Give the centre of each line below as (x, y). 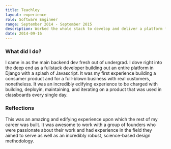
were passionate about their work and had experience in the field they (79, 130)
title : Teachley (22, 10)
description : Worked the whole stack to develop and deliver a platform (84, 29)
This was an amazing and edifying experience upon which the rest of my (81, 119)
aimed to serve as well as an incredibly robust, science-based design (78, 135)
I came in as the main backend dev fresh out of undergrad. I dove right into (84, 63)
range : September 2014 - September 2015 (49, 24)
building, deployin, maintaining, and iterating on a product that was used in (83, 90)
